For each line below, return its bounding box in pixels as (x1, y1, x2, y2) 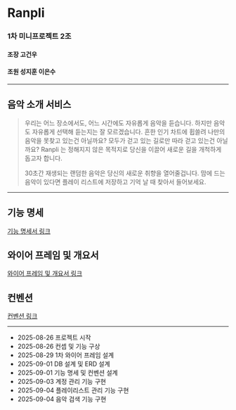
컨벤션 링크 (7, 312, 38, 321)
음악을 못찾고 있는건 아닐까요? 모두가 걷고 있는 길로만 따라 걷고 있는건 (24, 136, 216, 145)
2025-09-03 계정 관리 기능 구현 (17, 378, 107, 386)
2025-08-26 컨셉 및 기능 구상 (17, 342, 100, 351)
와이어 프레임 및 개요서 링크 (7, 269, 83, 278)
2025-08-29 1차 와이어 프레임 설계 (17, 351, 114, 359)
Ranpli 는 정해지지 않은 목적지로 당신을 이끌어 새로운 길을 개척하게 (41, 145, 222, 153)
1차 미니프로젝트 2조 (7, 32, 72, 41)
